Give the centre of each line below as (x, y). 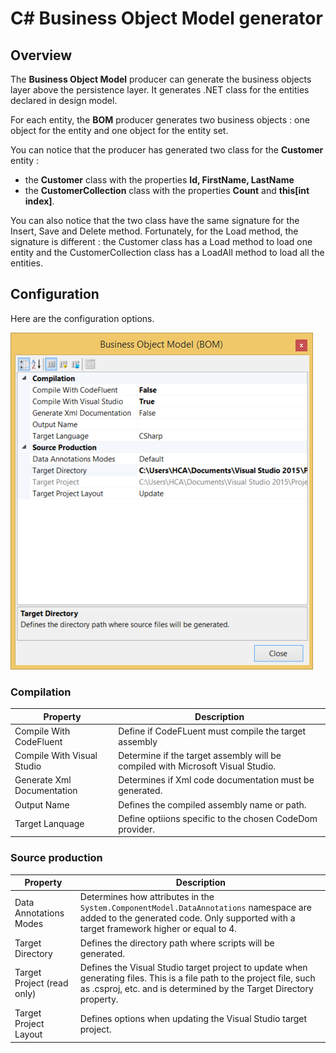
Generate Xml (43, 780)
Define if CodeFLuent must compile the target (212, 731)
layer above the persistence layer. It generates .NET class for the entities (160, 90)
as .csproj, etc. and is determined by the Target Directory (196, 988)
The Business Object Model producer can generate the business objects (161, 79)
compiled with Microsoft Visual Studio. (197, 766)
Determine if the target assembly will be (200, 756)
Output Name (42, 804)
